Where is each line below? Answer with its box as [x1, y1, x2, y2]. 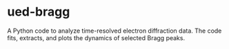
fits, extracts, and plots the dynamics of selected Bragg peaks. [7, 33, 185, 42]
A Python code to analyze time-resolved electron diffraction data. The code [7, 27, 222, 35]
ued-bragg [7, 4, 70, 20]
